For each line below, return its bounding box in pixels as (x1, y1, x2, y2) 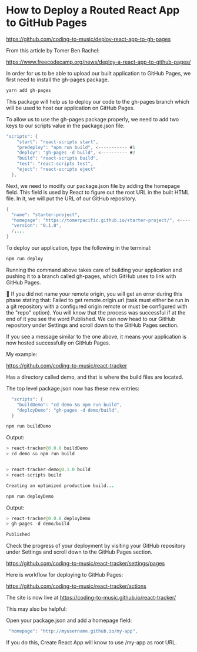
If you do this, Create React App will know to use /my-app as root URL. (6, 639, 178, 646)
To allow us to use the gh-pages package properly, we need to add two (6, 115, 179, 123)
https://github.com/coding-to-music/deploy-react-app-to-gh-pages (6, 35, 171, 42)
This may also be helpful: (6, 605, 67, 613)
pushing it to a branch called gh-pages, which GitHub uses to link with (6, 272, 176, 280)
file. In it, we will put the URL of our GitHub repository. (6, 195, 137, 202)
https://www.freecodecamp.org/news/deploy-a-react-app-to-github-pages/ (6, 58, 191, 65)
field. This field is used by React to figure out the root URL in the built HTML (6, 188, 190, 196)
